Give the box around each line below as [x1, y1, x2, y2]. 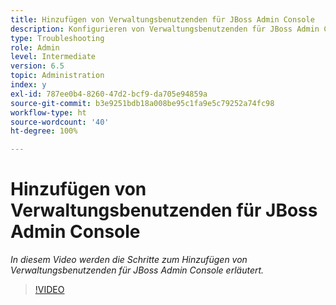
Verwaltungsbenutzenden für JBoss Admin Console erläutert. [10, 264, 265, 276]
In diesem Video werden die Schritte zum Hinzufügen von [10, 254, 248, 266]
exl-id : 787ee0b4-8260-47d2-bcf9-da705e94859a [10, 89, 208, 99]
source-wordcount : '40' [10, 117, 110, 127]
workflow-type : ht [10, 107, 87, 118]
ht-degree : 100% [10, 126, 78, 136]
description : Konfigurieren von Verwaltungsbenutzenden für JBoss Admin [10, 24, 320, 34]
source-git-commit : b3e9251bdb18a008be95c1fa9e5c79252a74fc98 [10, 98, 275, 108]
